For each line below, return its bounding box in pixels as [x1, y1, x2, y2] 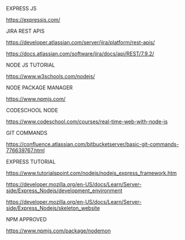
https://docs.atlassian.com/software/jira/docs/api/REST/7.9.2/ [6, 50, 155, 57]
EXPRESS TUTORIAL [6, 158, 56, 165]
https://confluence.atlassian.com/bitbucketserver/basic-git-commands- [6, 141, 179, 148]
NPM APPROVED [6, 216, 47, 222]
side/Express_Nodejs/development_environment [6, 187, 123, 194]
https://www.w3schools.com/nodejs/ [6, 73, 95, 79]
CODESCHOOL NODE [6, 107, 58, 113]
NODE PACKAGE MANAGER [6, 84, 73, 91]
